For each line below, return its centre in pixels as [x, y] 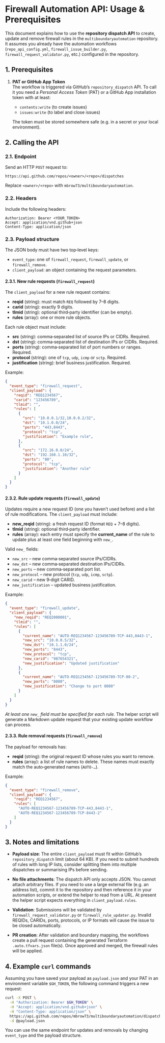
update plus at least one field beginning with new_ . [63, 540]
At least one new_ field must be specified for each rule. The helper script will [82, 714]
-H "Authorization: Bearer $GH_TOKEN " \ [51, 1003]
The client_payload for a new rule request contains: [58, 292]
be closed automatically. [37, 926]
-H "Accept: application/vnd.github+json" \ [56, 1007]
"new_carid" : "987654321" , [50, 658]
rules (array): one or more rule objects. [52, 317]
